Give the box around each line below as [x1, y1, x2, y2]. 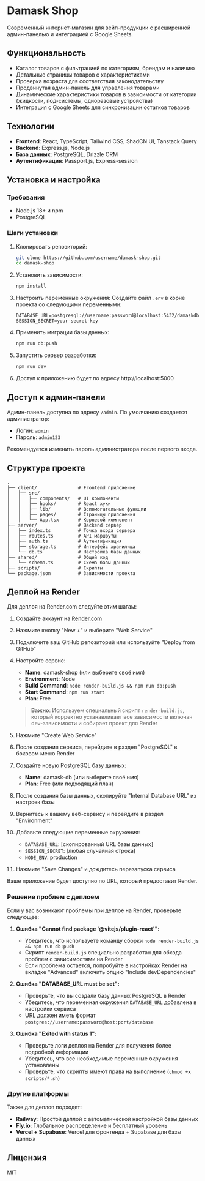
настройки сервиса [24, 1005, 76, 1012]
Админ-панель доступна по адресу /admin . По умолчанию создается [7, 408, 188, 416]
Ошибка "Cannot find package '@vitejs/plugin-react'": [15, 925, 160, 932]
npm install [15, 283, 46, 290]
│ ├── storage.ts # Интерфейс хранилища [7, 543, 136, 550]
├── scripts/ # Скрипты [7, 564, 103, 571]
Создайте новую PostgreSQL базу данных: [15, 762, 127, 769]
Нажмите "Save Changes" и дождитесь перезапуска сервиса [15, 866, 176, 873]
